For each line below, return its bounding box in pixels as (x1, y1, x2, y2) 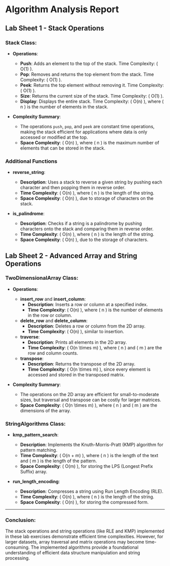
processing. (5, 555, 30, 561)
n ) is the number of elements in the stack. (20, 103, 109, 110)
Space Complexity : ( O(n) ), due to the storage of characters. (20, 236, 148, 243)
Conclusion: (5, 517, 36, 524)
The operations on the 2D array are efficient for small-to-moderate (20, 391, 159, 397)
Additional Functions (5, 158, 58, 165)
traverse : (20, 334, 40, 340)
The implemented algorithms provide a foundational (30, 544, 139, 550)
